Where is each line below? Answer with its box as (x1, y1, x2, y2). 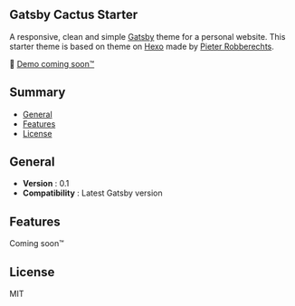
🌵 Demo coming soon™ (9, 58, 95, 69)
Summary (9, 85, 66, 100)
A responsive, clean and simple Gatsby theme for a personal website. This (9, 31, 286, 42)
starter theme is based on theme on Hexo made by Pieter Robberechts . (9, 41, 274, 52)
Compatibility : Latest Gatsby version (22, 187, 163, 198)
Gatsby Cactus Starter (9, 7, 138, 23)
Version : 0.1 (22, 178, 70, 189)
